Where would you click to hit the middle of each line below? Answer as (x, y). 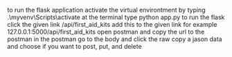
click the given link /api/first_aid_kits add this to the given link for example (112, 24)
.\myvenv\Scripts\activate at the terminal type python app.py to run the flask (116, 17)
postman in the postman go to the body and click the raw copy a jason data (115, 39)
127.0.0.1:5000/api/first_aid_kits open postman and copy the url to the (106, 32)
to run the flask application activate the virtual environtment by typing (106, 10)
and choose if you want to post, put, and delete (74, 46)
